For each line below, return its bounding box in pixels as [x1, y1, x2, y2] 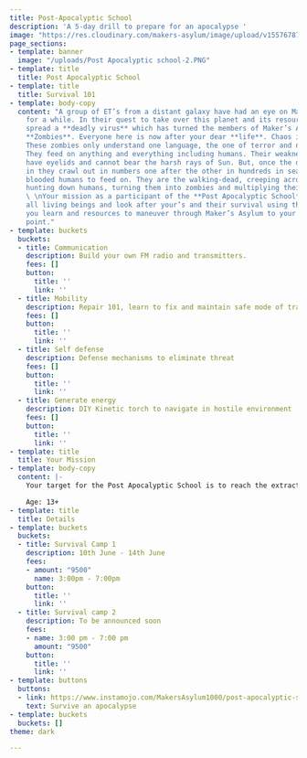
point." [26, 217, 55, 227]
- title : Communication [17, 243, 108, 252]
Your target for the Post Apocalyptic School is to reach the [26, 481, 268, 490]
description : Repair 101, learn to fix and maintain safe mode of [26, 303, 284, 312]
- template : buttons [9, 676, 89, 686]
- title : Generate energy [17, 396, 117, 405]
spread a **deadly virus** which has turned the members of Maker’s [26, 124, 292, 133]
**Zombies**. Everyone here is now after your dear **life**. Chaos [26, 133, 292, 142]
